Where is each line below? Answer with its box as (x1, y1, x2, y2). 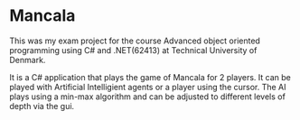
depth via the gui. (9, 100, 75, 111)
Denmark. (9, 54, 46, 65)
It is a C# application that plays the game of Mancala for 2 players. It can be (9, 71, 291, 82)
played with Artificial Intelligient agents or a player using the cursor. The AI (9, 81, 286, 92)
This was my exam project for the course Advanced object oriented (9, 35, 260, 46)
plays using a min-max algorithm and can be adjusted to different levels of (9, 91, 286, 102)
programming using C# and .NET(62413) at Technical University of (9, 44, 258, 55)
